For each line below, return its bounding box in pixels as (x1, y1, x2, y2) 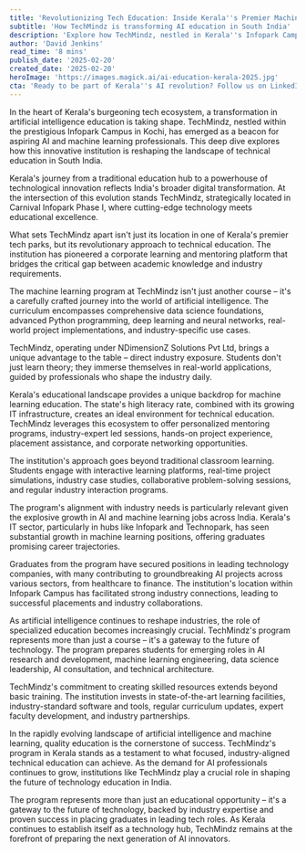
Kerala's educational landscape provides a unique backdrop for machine (9, 389, 281, 400)
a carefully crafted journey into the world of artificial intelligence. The (9, 295, 270, 306)
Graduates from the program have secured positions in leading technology (9, 558, 290, 569)
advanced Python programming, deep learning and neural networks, (9, 314, 267, 325)
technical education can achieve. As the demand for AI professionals (9, 757, 268, 768)
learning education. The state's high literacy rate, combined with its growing (9, 398, 295, 409)
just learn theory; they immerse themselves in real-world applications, (9, 362, 271, 373)
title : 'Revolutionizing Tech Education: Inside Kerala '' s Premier (9, 13, 271, 23)
